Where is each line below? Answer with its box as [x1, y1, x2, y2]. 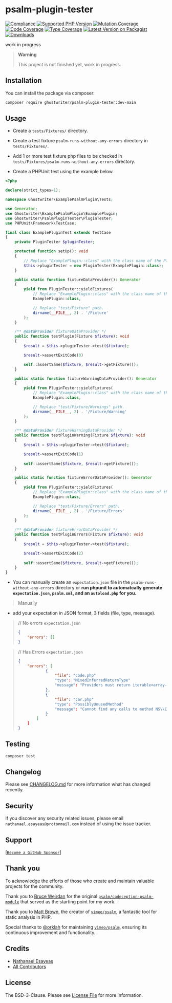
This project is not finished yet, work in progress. [17, 61, 121, 67]
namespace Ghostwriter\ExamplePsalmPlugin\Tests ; [5, 197, 114, 202]
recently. [5, 787, 24, 793]
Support [5, 835, 32, 844]
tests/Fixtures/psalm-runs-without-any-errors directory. [12, 158, 136, 165]
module [5, 899, 19, 905]
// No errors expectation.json [17, 620, 81, 626]
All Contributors [12, 963, 46, 970]
